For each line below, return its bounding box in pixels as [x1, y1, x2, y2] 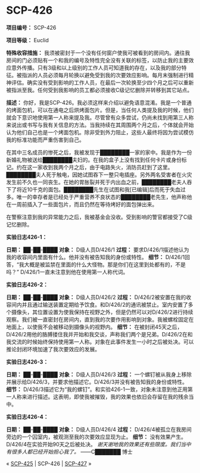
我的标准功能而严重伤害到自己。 [6, 136, 85, 143]
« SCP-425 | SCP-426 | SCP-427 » [6, 460, 92, 467]
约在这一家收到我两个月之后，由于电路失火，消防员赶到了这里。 [16, 163, 173, 171]
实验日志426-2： [6, 280, 49, 288]
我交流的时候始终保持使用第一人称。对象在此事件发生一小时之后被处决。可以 [6, 338, 194, 345]
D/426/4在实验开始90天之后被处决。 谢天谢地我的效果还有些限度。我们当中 [6, 440, 192, 447]
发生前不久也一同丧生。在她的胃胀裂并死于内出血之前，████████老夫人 [6, 178, 187, 185]
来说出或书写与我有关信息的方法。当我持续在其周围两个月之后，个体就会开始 [6, 121, 194, 128]
